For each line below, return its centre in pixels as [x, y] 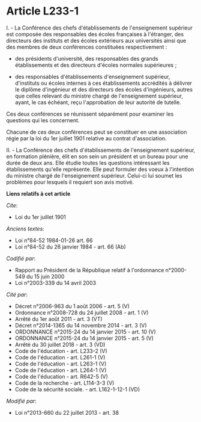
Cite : [12, 205]
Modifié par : [22, 401]
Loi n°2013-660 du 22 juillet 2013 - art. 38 [67, 412]
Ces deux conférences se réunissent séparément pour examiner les [90, 114]
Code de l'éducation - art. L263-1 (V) [61, 364]
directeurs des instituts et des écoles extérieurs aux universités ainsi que [96, 40]
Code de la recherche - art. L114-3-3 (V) [64, 383]
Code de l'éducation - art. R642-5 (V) [61, 376]
